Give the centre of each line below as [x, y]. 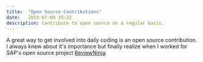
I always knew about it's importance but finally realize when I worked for [97, 46]
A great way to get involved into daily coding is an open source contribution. [102, 40]
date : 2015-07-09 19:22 [39, 17]
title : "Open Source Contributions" [54, 12]
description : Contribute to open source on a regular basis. [85, 23]
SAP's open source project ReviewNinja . [57, 53]
